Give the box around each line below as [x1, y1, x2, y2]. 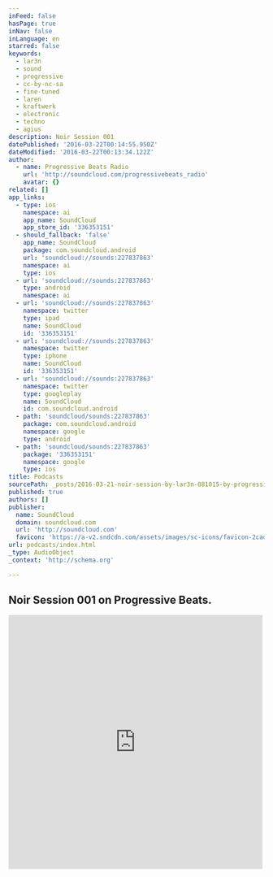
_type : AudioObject [8, 549, 75, 557]
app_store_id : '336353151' [23, 224, 115, 232]
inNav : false [8, 27, 53, 35]
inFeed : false [8, 11, 57, 20]
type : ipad [23, 314, 60, 322]
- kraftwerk [15, 102, 57, 111]
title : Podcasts [8, 473, 63, 481]
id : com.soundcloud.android [23, 405, 118, 413]
